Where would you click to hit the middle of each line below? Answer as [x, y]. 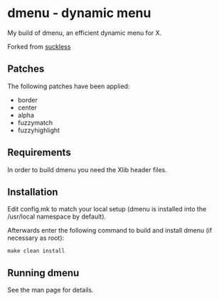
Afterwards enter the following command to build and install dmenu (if [110, 231]
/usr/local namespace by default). [57, 217]
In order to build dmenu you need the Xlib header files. [87, 169]
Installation [33, 192]
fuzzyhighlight [39, 130]
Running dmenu [43, 273]
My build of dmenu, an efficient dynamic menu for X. [85, 33]
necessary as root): [36, 238]
